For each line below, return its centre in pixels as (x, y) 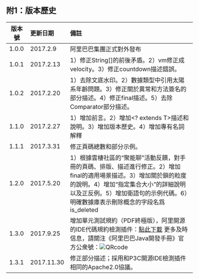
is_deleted (84, 210)
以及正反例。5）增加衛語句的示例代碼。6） (129, 193)
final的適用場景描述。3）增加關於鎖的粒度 (128, 175)
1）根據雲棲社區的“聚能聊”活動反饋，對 (125, 157)
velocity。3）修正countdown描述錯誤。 (125, 69)
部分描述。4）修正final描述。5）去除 (121, 98)
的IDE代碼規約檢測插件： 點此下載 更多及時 (129, 229)
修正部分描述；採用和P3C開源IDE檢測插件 (128, 258)
